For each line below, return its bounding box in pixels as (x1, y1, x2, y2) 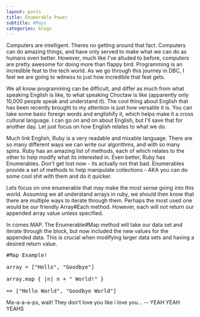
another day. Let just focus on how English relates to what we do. (6, 123, 167, 130)
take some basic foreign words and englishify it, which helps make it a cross (6, 110, 194, 118)
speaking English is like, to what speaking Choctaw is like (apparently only (6, 91, 189, 99)
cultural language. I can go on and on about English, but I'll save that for (6, 117, 183, 124)
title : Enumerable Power (6, 14, 68, 20)
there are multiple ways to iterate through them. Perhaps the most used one (6, 197, 192, 204)
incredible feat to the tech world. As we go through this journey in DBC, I (6, 67, 184, 75)
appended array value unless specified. (6, 210, 103, 217)
